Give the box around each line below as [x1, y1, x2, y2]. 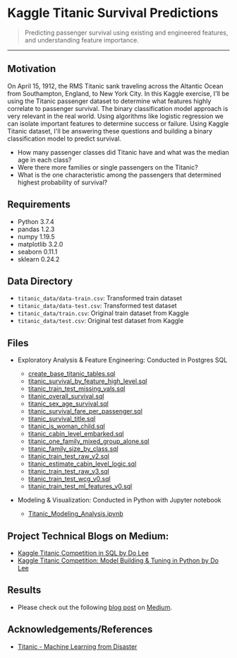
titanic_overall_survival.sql [28, 392, 104, 401]
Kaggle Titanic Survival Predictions [7, 5, 219, 21]
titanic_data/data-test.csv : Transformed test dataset [17, 302, 178, 310]
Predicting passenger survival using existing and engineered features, [24, 28, 229, 37]
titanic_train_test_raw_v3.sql [28, 467, 109, 476]
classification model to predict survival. [7, 134, 121, 143]
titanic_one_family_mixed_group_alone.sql [28, 437, 150, 446]
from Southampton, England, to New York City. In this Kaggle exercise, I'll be [7, 89, 229, 98]
